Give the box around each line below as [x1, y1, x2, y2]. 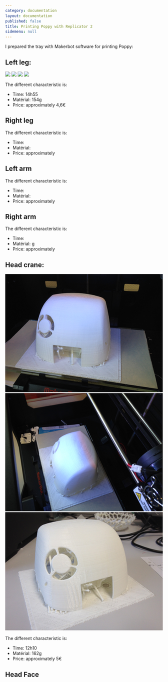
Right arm [5, 212, 36, 221]
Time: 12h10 [12, 645, 37, 651]
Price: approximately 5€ [12, 655, 62, 662]
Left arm [5, 164, 32, 173]
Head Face [5, 670, 39, 678]
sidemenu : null [5, 29, 37, 34]
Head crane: [5, 260, 44, 269]
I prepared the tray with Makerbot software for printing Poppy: [5, 43, 133, 49]
